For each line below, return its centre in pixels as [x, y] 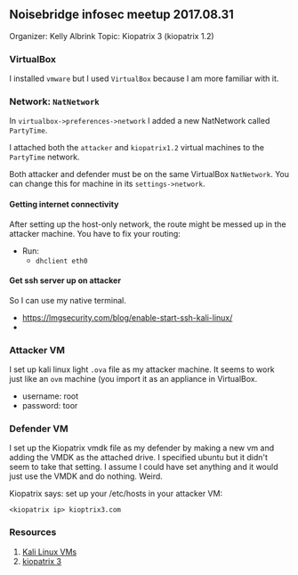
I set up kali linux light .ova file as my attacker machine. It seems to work [142, 369]
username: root [50, 396]
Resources [33, 532]
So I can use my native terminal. [68, 300]
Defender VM [39, 429]
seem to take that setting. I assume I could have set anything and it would [144, 467]
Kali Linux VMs [49, 552]
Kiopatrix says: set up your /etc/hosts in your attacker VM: [116, 494]
